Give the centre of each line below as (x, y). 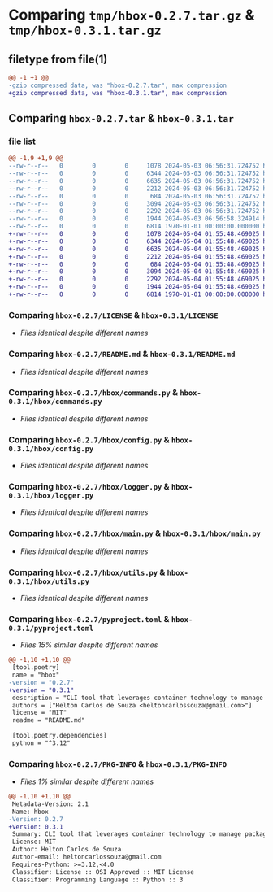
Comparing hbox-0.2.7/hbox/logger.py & (89, 487)
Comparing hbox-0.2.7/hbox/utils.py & (87, 572)
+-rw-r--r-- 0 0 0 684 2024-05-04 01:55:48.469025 (134, 264)
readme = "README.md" (48, 720)
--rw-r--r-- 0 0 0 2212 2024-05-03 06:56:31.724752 (134, 189)
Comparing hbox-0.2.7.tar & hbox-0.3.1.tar (121, 118)
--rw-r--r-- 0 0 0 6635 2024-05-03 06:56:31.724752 (134, 181)
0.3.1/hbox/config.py (51, 448)
